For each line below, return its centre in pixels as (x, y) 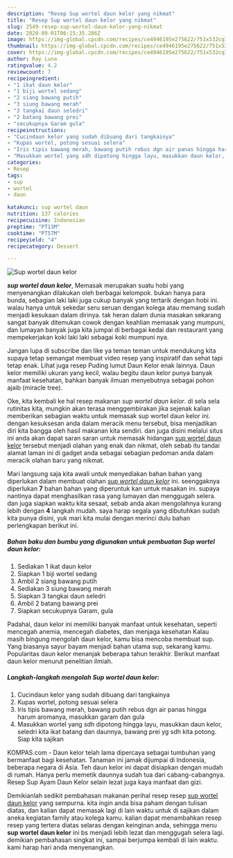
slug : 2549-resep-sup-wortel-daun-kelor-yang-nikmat (85, 26)
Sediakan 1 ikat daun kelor (54, 566)
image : (17, 40)
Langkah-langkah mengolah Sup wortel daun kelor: (83, 677)
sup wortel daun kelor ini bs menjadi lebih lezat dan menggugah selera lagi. (116, 833)
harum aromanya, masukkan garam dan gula (81, 717)
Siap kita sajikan (40, 739)
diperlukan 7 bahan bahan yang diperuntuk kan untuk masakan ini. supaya (113, 488)
